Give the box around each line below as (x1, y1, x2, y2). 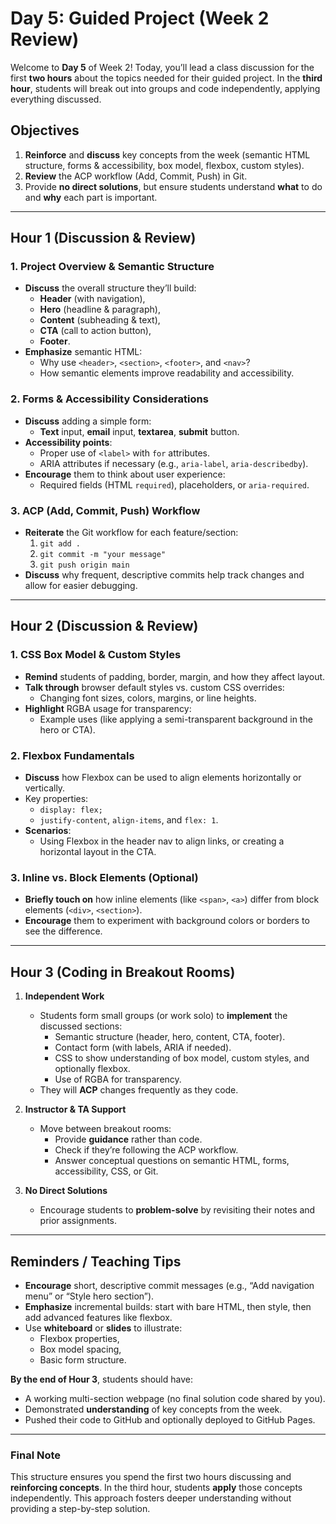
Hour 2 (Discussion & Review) (10, 618, 199, 635)
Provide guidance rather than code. (54, 1133, 203, 1146)
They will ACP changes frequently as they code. (39, 1084, 239, 1096)
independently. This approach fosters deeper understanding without (10, 1492, 292, 1504)
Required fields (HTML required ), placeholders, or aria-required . (39, 478, 310, 491)
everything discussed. (10, 93, 102, 105)
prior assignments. (39, 1215, 118, 1227)
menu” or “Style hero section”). (24, 1290, 155, 1302)
